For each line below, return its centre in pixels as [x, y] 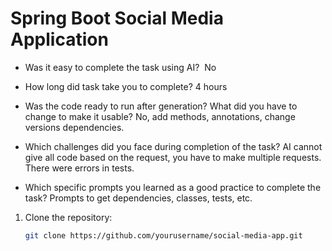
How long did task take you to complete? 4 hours [126, 86]
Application [59, 39]
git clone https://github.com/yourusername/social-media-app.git [163, 235]
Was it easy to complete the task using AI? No [120, 67]
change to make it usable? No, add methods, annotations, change [160, 116]
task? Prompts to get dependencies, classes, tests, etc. [138, 198]
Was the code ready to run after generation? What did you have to [161, 106]
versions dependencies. [74, 127]
